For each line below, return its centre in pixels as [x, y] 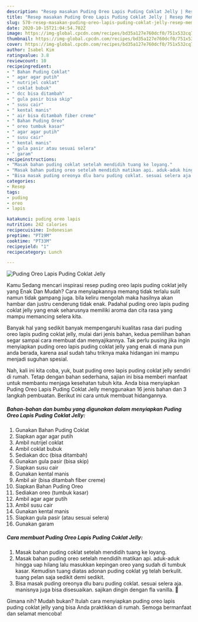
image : [15, 34]
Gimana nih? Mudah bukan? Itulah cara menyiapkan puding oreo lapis [91, 601]
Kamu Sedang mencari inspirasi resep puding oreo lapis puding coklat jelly [97, 285]
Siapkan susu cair [37, 468]
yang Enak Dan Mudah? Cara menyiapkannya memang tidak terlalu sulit [93, 291]
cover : [15, 45]
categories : [21, 181]
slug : [13, 22]
